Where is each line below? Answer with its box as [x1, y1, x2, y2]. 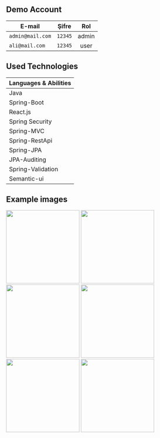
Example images [6, 195, 68, 205]
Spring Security [9, 117, 52, 125]
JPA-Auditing [9, 155, 47, 164]
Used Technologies [6, 62, 78, 72]
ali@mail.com [9, 42, 46, 49]
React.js [9, 108, 31, 116]
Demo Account [6, 5, 62, 15]
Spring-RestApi [9, 136, 53, 144]
